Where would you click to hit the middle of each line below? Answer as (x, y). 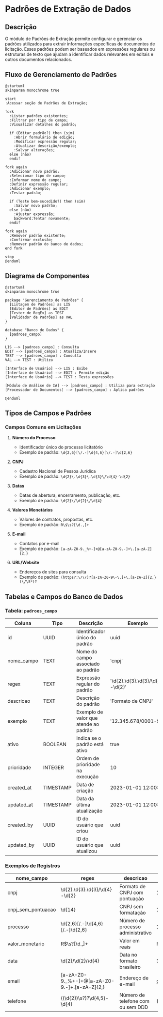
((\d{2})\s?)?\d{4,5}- (85, 998)
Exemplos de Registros (33, 866)
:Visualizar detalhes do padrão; (43, 124)
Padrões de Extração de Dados (68, 9)
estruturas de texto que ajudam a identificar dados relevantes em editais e (79, 54)
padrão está (90, 744)
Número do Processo (34, 438)
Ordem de (88, 758)
